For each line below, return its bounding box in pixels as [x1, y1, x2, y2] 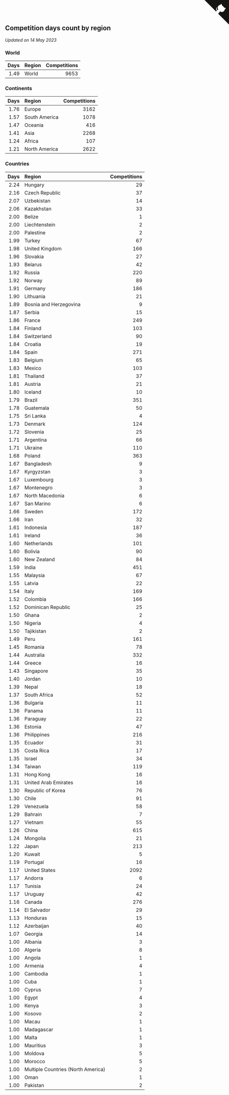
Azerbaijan [24, 922, 49, 929]
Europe [24, 106, 41, 113]
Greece [24, 660, 42, 666]
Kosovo [24, 1010, 42, 1017]
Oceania [24, 122, 44, 128]
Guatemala [24, 405, 49, 411]
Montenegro [24, 484, 53, 491]
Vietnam [24, 819, 44, 826]
